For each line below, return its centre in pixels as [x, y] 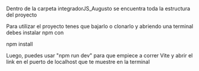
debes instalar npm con [35, 33]
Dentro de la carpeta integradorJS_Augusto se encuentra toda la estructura [98, 9]
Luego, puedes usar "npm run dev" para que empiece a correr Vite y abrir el [99, 55]
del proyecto [22, 15]
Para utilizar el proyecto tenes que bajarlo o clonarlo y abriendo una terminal [100, 26]
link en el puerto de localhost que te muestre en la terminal [78, 62]
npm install [20, 44]
